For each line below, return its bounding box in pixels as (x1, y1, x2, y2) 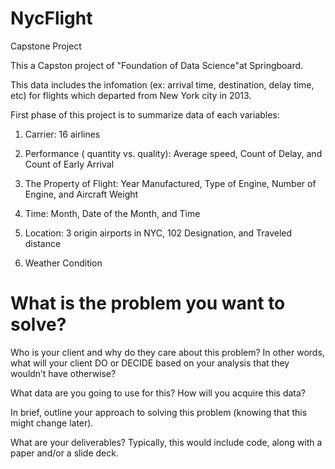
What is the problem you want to (10, 292, 286, 315)
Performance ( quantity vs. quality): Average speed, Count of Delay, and (24, 147, 323, 159)
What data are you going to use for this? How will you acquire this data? (10, 387, 306, 399)
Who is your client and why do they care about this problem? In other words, (10, 346, 325, 358)
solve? (10, 313, 67, 336)
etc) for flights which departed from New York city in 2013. (10, 89, 252, 101)
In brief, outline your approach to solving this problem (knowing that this (10, 406, 308, 418)
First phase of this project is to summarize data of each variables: (10, 108, 280, 121)
